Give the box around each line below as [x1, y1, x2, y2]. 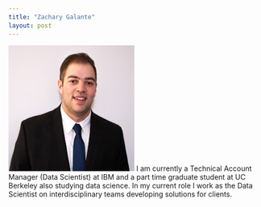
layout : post [8, 21, 52, 30]
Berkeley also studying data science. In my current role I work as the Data [8, 180, 254, 190]
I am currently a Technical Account [135, 164, 252, 173]
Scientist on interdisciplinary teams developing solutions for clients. [8, 189, 232, 199]
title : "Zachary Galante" [8, 13, 95, 21]
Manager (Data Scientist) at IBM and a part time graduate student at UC [8, 172, 246, 181]
